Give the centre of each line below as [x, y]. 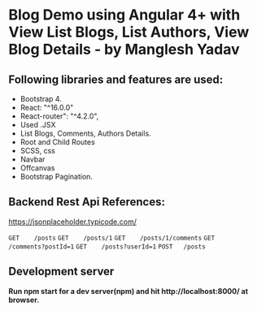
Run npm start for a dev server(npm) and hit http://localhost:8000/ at [128, 291]
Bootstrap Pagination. [57, 177]
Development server [61, 272]
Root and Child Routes [57, 142]
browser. [24, 300]
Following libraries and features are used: [116, 79]
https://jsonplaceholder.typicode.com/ [72, 222]
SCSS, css [37, 151]
